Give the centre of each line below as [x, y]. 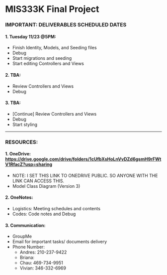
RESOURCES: [22, 142]
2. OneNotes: [19, 197]
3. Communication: [25, 225]
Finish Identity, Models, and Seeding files [54, 48]
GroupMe [22, 236]
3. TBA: [13, 103]
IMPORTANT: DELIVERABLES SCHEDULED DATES [66, 25]
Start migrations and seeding [42, 58]
